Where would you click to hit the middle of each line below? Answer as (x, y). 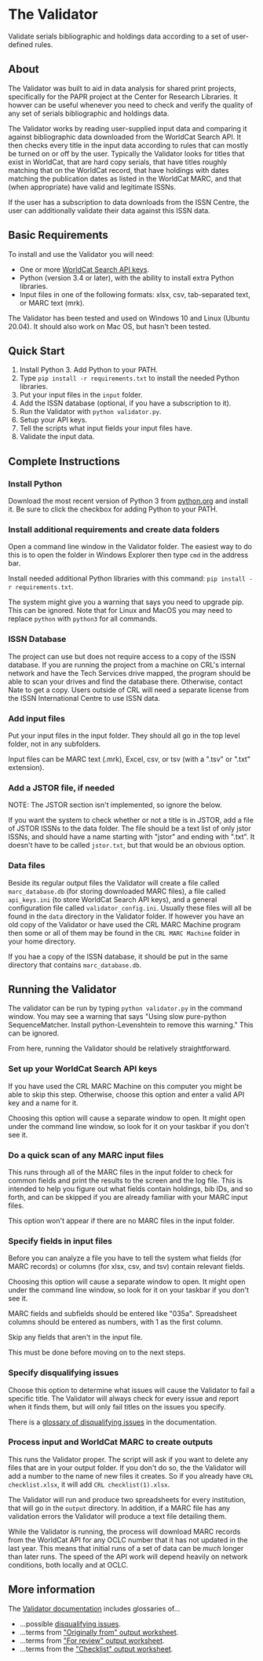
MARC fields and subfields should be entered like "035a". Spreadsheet (122, 1314)
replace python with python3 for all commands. (83, 619)
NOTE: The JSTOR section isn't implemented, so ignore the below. (115, 805)
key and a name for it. (43, 1102)
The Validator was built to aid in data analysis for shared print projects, (122, 88)
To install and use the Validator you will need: (81, 254)
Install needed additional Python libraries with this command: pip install (127, 578)
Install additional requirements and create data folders (114, 530)
